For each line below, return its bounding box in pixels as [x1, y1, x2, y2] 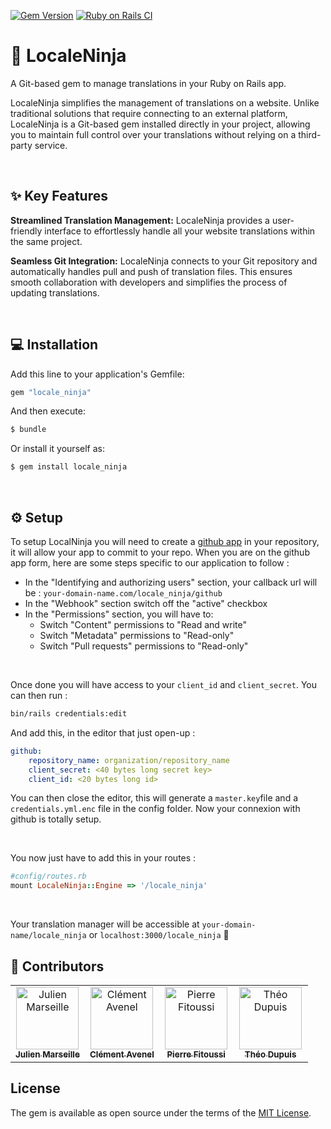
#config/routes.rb [10, 871, 87, 882]
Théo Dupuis [244, 1048, 297, 1060]
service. [34, 139, 68, 151]
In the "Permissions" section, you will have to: [24, 608, 214, 620]
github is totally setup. [10, 813, 102, 825]
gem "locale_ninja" [10, 387, 92, 397]
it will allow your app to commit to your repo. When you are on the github [10, 546, 310, 558]
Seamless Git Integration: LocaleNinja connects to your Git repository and [10, 255, 318, 267]
